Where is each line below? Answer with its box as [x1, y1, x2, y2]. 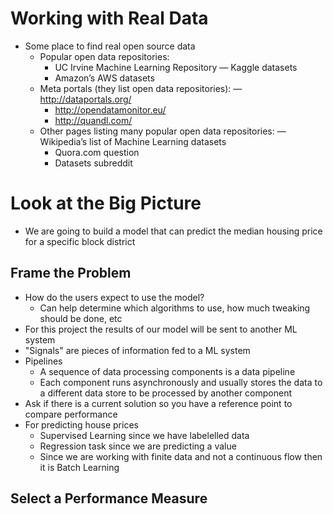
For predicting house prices [24, 418, 139, 431]
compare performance [24, 408, 118, 420]
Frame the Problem [10, 265, 132, 282]
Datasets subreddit [54, 157, 133, 169]
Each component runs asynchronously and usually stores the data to [39, 376, 323, 388]
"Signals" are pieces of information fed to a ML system [24, 344, 251, 356]
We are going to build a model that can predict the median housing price [24, 225, 323, 237]
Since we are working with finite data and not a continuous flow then [39, 450, 323, 462]
